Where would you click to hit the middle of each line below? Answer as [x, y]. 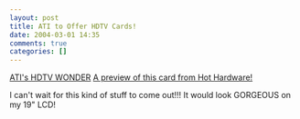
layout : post [34, 18]
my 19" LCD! [33, 104]
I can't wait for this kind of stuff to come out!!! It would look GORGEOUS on [150, 95]
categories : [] [38, 52]
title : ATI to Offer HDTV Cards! [73, 26]
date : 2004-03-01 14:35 [55, 35]
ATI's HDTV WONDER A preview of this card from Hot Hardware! [131, 77]
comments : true [38, 43]
